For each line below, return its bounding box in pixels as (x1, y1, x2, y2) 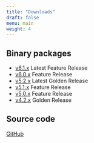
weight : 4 (6, 25, 32, 32)
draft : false (6, 15, 39, 21)
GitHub (6, 130, 24, 137)
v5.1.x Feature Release (15, 84, 71, 91)
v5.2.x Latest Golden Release (15, 77, 89, 85)
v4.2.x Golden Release (15, 96, 72, 104)
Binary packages (6, 48, 72, 58)
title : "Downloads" (6, 8, 56, 15)
